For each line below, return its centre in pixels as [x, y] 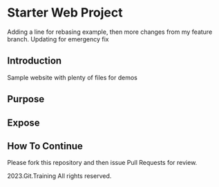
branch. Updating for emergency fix [58, 39]
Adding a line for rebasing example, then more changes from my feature [110, 32]
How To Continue [45, 146]
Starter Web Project [65, 13]
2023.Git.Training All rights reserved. [59, 176]
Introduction [35, 61]
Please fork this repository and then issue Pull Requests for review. [102, 163]
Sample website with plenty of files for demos [73, 77]
